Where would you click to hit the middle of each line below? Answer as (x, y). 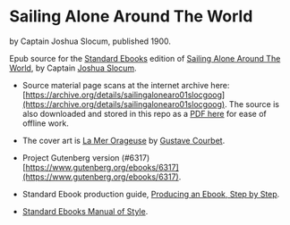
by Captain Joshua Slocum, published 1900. (90, 41)
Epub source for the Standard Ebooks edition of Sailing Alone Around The (145, 58)
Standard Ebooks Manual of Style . (85, 211)
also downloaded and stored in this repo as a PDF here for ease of (144, 113)
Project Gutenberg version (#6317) (86, 157)
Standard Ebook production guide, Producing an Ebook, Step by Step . (151, 194)
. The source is (252, 104)
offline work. (45, 123)
